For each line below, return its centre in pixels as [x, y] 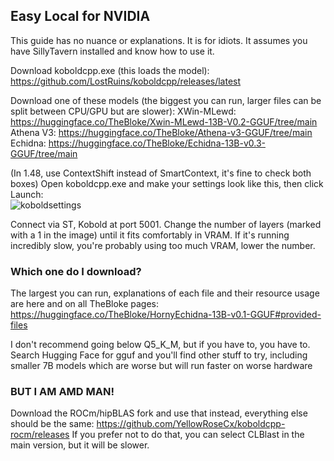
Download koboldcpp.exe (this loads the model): [110, 70]
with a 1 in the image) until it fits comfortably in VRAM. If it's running [150, 235]
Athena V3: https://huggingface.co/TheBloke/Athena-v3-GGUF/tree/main [161, 132]
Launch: [27, 194]
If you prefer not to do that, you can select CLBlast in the [188, 435]
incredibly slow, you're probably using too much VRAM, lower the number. [163, 245]
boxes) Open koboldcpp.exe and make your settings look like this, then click [167, 183]
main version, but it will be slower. [80, 445]
